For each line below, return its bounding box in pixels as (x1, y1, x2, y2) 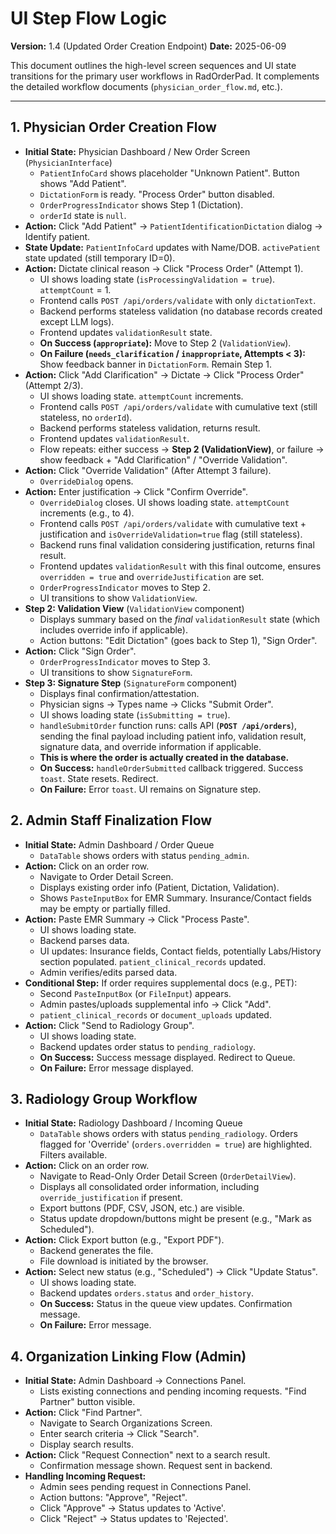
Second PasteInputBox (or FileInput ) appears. (39, 987, 232, 999)
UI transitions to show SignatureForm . (39, 666, 193, 678)
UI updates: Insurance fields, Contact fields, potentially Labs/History (39, 945, 322, 957)
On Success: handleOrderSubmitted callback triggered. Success (39, 762, 304, 774)
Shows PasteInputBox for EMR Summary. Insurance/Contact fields (39, 892, 312, 904)
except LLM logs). (39, 315, 115, 327)
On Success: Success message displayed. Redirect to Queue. (39, 1051, 296, 1063)
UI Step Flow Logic (10, 7, 168, 30)
